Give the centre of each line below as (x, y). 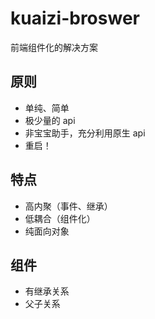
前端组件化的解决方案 (54, 47)
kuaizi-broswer (75, 18)
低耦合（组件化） (60, 218)
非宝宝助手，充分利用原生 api (85, 133)
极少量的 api (50, 120)
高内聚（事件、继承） (68, 206)
